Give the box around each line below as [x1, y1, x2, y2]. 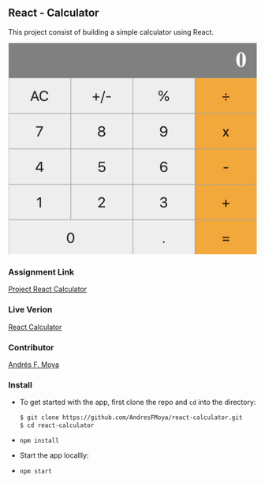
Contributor [8, 342, 54, 353]
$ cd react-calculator [19, 421, 95, 429]
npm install [19, 437, 59, 445]
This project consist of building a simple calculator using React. [8, 27, 215, 36]
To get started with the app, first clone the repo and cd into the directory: [19, 398, 256, 407]
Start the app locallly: [19, 451, 89, 460]
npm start [19, 467, 53, 476]
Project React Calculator [8, 284, 88, 294]
